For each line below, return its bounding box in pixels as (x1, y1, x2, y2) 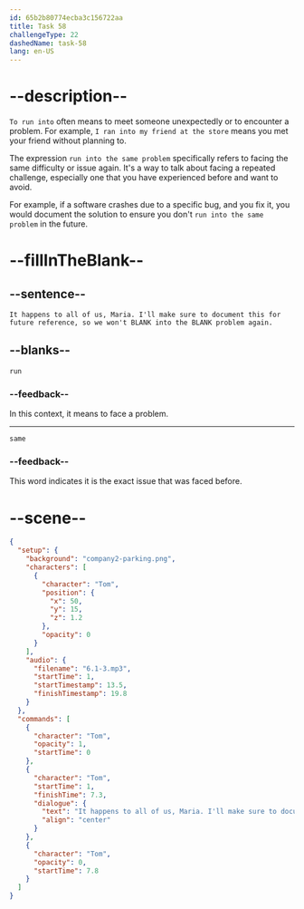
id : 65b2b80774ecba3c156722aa (9, 13, 124, 23)
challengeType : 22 (9, 30, 79, 39)
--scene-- (9, 508, 87, 528)
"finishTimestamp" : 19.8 (33, 690, 128, 699)
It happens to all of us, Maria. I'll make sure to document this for (9, 310, 281, 320)
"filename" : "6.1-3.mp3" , (33, 663, 131, 673)
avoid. (9, 182, 33, 193)
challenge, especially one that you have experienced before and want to (9, 172, 279, 183)
